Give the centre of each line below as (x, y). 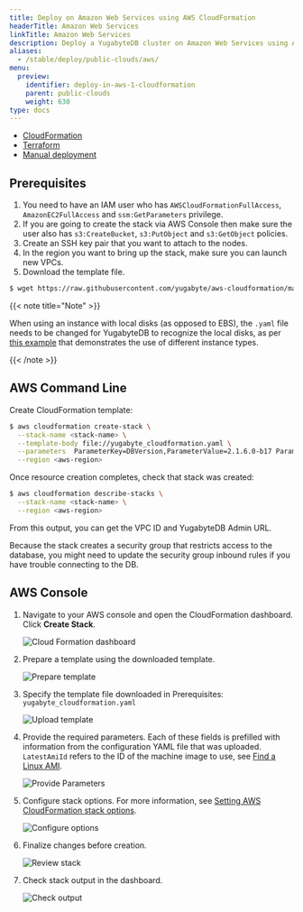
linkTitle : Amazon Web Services (70, 34)
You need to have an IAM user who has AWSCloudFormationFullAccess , (152, 205)
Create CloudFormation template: (71, 410)
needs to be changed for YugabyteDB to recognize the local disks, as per (145, 332)
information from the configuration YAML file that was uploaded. (142, 746)
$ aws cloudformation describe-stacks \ (87, 494)
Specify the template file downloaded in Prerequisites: (123, 694)
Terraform (41, 145)
